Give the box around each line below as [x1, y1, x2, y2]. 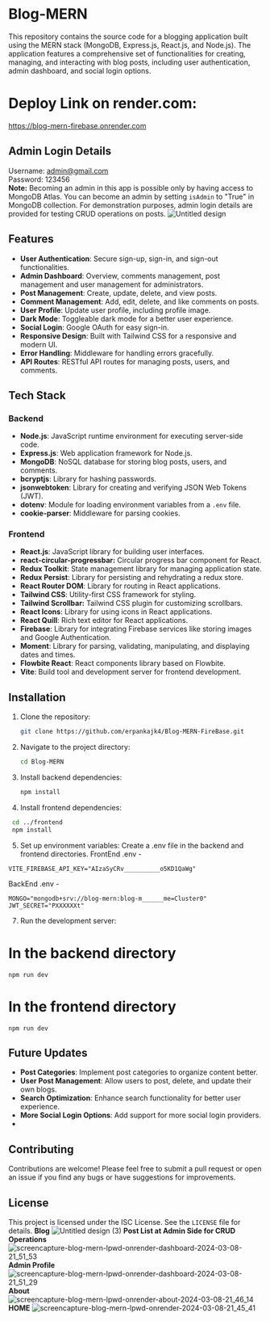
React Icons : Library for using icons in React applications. [19, 607, 213, 616]
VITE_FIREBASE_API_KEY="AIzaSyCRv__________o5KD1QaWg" [8, 865, 197, 873]
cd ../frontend [11, 818, 63, 827]
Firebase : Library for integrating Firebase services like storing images [19, 624, 252, 634]
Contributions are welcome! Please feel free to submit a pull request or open [8, 1164, 262, 1174]
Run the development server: [19, 915, 117, 925]
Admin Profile [8, 1260, 56, 1269]
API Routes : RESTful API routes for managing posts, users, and [19, 356, 230, 366]
